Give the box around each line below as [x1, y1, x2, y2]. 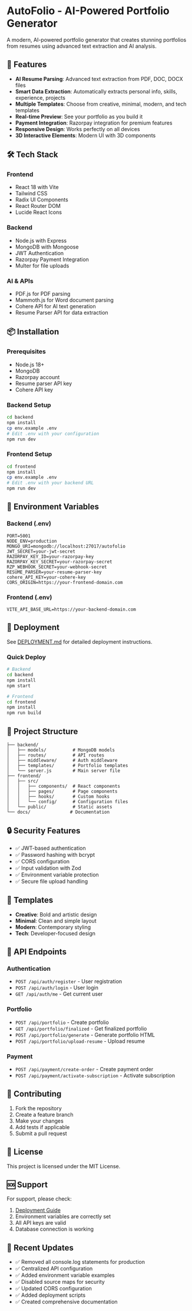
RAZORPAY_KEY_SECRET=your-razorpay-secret [6, 559, 112, 565]
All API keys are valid [15, 1219, 67, 1227]
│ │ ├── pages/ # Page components [6, 788, 118, 794]
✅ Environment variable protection [15, 871, 99, 878]
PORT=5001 [6, 533, 31, 539]
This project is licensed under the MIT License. [6, 1162, 121, 1170]
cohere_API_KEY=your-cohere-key [6, 574, 86, 580]
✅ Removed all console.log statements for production [15, 1258, 145, 1266]
